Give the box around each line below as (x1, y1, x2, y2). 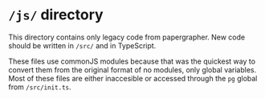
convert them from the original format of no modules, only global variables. (8, 64, 257, 74)
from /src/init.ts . (8, 82, 71, 92)
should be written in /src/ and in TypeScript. (8, 40, 157, 50)
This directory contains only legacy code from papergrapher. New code (8, 32, 246, 42)
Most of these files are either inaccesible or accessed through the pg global (8, 73, 258, 83)
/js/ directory (8, 6, 104, 24)
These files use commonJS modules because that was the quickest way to (8, 56, 255, 66)
